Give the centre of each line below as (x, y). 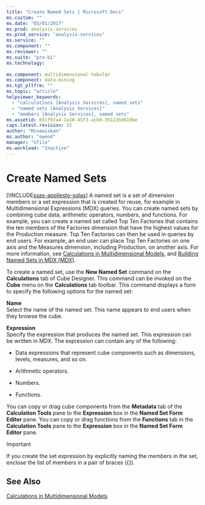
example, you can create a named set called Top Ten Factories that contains (102, 221)
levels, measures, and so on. (51, 359)
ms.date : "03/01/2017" (35, 23)
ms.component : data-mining (41, 80)
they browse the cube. (34, 316)
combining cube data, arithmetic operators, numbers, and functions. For (97, 215)
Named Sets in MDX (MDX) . (41, 260)
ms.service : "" (26, 40)
